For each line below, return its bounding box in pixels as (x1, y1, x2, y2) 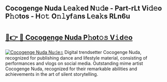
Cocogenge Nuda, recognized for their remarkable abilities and (5, 66, 138, 72)
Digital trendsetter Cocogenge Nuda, (64, 49, 142, 55)
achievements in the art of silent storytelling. (5, 71, 98, 77)
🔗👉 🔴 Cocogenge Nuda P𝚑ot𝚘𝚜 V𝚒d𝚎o (5, 33, 133, 42)
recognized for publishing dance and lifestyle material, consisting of (5, 55, 148, 61)
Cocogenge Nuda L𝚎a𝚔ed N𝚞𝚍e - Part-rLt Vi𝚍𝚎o (5, 4, 162, 13)
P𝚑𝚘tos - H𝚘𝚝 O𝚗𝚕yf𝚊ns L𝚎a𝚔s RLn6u (5, 12, 130, 21)
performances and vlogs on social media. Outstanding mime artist (5, 61, 143, 66)
